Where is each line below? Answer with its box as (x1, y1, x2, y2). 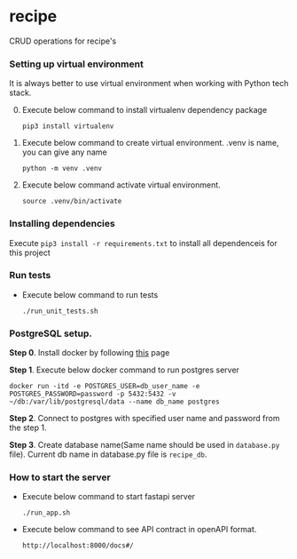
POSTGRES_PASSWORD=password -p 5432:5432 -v (9, 389, 176, 399)
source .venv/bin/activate (21, 197, 122, 206)
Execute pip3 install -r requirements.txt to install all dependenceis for (9, 237, 277, 248)
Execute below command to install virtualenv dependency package (21, 105, 268, 116)
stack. (9, 87, 32, 99)
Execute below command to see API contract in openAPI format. (21, 524, 257, 535)
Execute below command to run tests (21, 289, 159, 299)
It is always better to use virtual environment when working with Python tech (9, 78, 289, 89)
